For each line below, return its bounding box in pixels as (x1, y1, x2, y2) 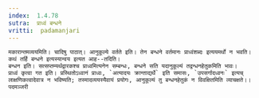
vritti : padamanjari (8, 26, 80, 34)
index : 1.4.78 (8, 11, 59, 20)
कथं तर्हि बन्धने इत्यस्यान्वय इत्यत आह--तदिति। (8, 55, 121, 64)
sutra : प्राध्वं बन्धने (8, 19, 62, 27)
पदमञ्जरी (8, 83, 29, 92)
